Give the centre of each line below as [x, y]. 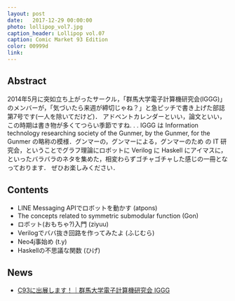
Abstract [27, 81]
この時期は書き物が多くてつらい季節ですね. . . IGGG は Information [103, 125]
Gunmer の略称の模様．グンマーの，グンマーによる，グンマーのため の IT [113, 141]
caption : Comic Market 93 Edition [58, 40]
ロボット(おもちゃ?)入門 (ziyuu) [63, 224]
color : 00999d [28, 46]
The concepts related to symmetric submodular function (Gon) [108, 216]
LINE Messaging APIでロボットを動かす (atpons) [87, 208]
